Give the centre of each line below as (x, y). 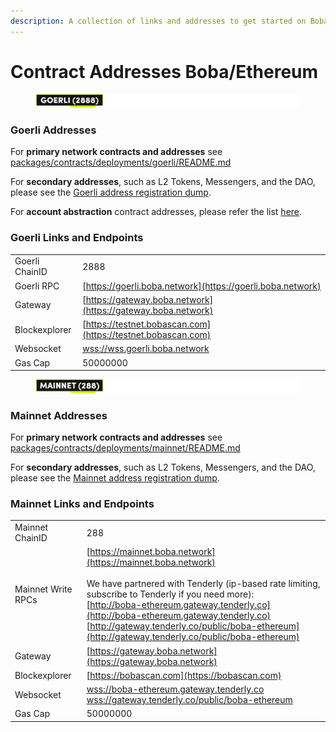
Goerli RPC (37, 286)
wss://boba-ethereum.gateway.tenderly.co (175, 689)
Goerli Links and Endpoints (77, 238)
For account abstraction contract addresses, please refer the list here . (156, 212)
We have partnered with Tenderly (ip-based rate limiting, (203, 584)
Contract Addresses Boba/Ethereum (164, 71)
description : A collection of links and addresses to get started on (158, 21)
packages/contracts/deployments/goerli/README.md (121, 162)
